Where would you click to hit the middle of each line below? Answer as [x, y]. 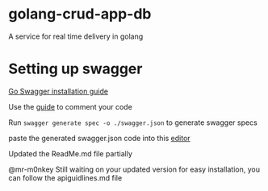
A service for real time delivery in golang [76, 36]
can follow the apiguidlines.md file [65, 177]
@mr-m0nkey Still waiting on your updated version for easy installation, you [134, 169]
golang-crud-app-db [80, 14]
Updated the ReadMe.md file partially [71, 153]
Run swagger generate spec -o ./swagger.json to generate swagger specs [133, 122]
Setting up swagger [75, 69]
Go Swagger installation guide [59, 91]
